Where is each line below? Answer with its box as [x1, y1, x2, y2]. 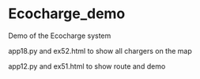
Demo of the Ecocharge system [8, 31, 111, 40]
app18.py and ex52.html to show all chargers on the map [8, 46, 192, 55]
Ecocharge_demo [8, 5, 126, 23]
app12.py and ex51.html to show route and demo [8, 61, 166, 71]
